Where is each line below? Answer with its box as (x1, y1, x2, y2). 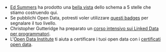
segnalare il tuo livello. (10, 20, 57, 26)
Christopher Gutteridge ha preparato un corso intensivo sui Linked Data (10, 25, 159, 31)
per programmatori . (10, 31, 51, 36)
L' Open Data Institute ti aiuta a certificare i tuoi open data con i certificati (10, 36, 161, 42)
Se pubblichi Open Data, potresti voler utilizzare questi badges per (10, 15, 149, 20)
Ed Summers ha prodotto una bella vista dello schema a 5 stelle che (10, 4, 151, 10)
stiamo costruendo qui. (10, 9, 59, 15)
